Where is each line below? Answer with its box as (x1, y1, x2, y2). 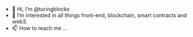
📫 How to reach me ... (11, 25, 68, 32)
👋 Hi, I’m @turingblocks (11, 6, 70, 12)
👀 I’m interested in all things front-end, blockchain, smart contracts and (11, 12, 187, 19)
